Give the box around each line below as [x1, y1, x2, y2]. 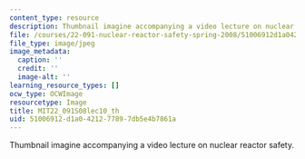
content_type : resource [9, 13, 100, 23]
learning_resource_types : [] [9, 81, 120, 90]
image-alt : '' [17, 73, 71, 82]
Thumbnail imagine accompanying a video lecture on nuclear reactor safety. [9, 140, 295, 151]
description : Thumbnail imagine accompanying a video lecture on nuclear [9, 22, 295, 31]
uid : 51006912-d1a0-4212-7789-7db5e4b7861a [9, 114, 177, 124]
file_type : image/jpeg [9, 38, 95, 48]
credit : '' [17, 65, 59, 74]
